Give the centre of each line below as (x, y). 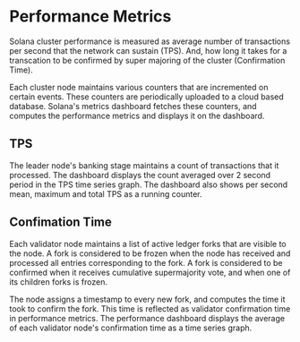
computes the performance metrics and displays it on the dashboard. (137, 115)
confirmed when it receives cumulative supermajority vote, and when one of (150, 272)
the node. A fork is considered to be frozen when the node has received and (150, 253)
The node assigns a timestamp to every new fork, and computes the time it (147, 299)
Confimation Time (60, 222)
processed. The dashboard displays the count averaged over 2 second (140, 175)
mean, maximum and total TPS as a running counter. (106, 193)
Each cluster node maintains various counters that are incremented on (139, 87)
